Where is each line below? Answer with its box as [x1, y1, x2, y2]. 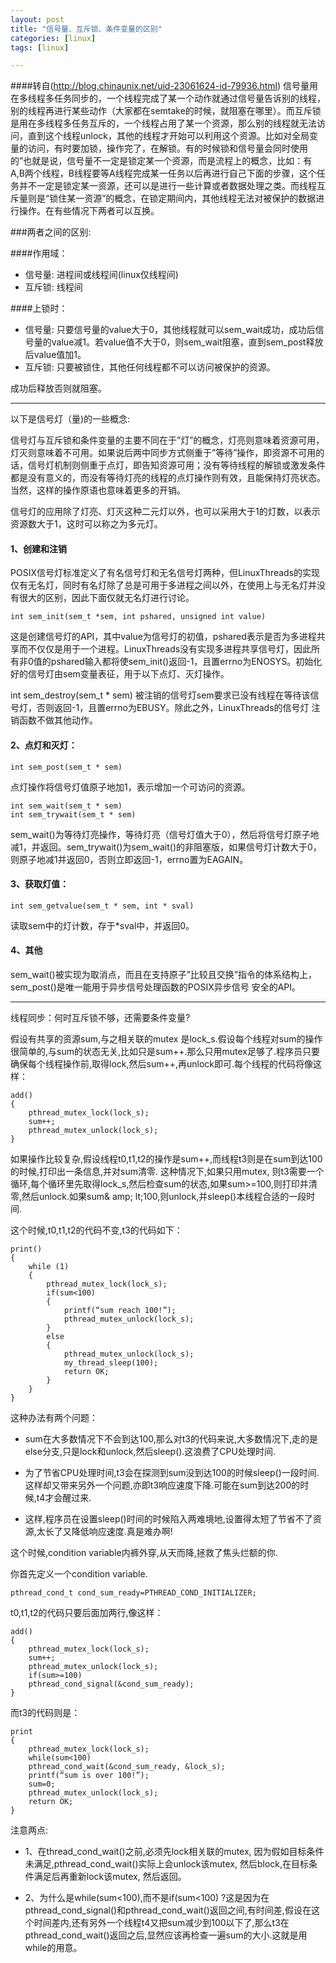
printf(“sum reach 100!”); [63, 1306, 177, 1316]
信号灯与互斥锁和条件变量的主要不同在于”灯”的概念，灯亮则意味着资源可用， [10, 434, 325, 446]
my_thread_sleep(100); [63, 1358, 159, 1368]
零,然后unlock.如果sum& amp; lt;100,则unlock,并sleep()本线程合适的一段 [10, 1191, 307, 1203]
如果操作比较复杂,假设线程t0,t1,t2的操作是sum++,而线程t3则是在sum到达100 [10, 1153, 323, 1165]
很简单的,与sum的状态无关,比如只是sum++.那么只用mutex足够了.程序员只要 [10, 1046, 320, 1058]
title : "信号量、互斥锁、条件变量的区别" [10, 24, 163, 34]
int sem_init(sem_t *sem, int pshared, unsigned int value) [10, 612, 267, 622]
